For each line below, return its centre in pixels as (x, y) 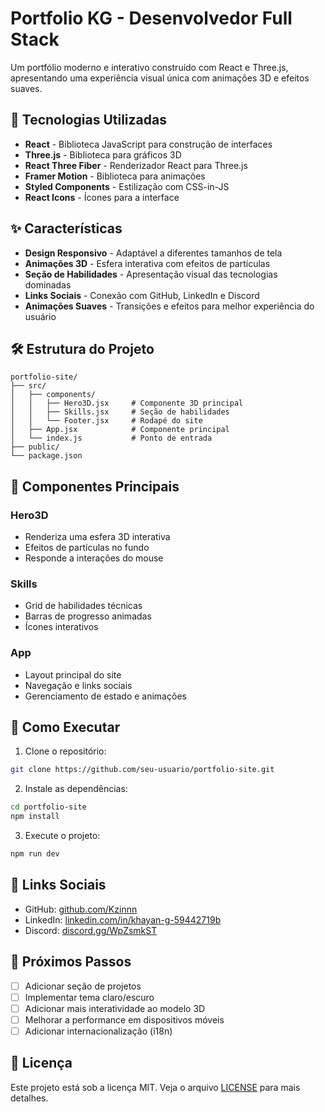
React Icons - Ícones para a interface (102, 197)
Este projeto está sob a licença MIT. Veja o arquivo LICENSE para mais (155, 1087)
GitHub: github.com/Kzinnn (81, 909)
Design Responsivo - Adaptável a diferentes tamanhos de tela (153, 253)
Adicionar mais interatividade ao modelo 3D (115, 1008)
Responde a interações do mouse (94, 558)
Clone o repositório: (65, 751)
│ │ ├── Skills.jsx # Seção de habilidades (120, 412)
